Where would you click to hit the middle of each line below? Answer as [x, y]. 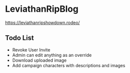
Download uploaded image [39, 60]
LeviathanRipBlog [42, 9]
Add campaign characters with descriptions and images [69, 65]
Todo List [20, 38]
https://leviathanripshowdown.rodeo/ [42, 23]
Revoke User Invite [31, 49]
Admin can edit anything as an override [52, 55]
